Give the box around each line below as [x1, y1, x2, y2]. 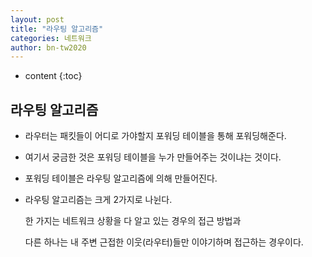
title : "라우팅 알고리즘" [10, 24, 104, 34]
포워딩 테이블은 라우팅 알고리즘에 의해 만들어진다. [24, 172, 218, 185]
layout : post [10, 14, 65, 25]
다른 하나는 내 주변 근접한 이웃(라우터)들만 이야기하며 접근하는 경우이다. [24, 236, 304, 248]
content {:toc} [24, 70, 83, 82]
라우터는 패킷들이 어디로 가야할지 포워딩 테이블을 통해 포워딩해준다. [24, 130, 287, 142]
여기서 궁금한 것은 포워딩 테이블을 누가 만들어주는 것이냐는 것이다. [24, 151, 282, 163]
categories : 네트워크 [10, 33, 92, 43]
